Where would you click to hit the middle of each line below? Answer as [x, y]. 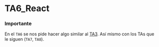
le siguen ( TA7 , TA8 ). [24, 39]
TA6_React [27, 8]
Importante [18, 24]
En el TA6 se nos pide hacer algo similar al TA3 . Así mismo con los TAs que [79, 34]
